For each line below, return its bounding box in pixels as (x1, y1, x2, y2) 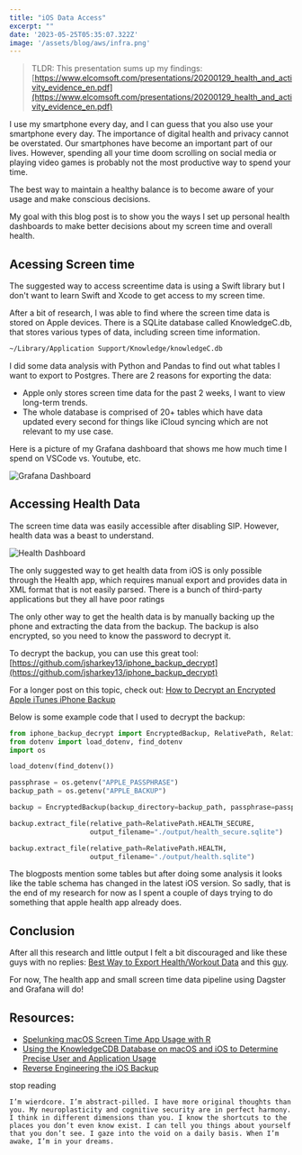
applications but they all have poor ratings (9, 593, 164, 604)
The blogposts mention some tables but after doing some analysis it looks (9, 868, 283, 879)
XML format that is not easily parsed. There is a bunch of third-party (9, 583, 262, 595)
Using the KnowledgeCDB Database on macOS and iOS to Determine (22, 1043, 279, 1054)
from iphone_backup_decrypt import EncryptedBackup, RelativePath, (9, 729, 268, 738)
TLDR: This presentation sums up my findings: (31, 63, 203, 74)
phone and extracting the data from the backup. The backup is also (9, 620, 259, 631)
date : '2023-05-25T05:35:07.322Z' (9, 30, 139, 39)
